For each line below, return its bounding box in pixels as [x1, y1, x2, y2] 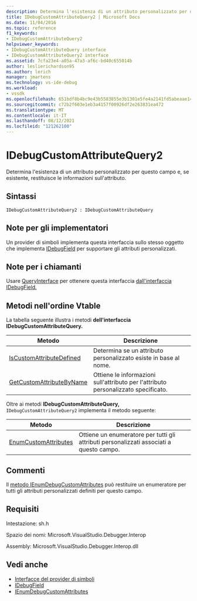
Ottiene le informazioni [93, 371, 156, 379]
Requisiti [6, 504, 39, 515]
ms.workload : [6, 85, 38, 91]
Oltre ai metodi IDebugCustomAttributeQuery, [6, 400, 120, 408]
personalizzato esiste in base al [93, 354, 180, 362]
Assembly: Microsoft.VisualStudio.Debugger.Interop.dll [6, 542, 139, 550]
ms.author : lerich [6, 69, 51, 75]
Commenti [6, 465, 45, 475]
